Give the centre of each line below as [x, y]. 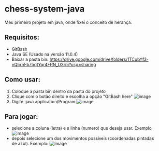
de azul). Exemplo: [30, 144]
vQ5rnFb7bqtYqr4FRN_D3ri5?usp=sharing [54, 64]
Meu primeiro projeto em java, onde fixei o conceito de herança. [68, 22]
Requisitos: [22, 37]
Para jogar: [21, 117]
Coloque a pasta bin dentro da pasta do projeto [58, 91]
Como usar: [22, 80]
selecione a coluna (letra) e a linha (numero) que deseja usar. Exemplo [81, 128]
